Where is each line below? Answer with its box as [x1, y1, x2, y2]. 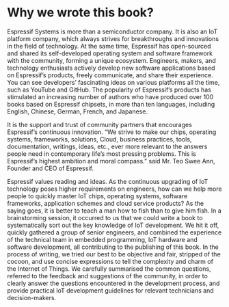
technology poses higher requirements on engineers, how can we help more [7, 185, 222, 193]
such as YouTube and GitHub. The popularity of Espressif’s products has [7, 85, 212, 94]
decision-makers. [7, 293, 57, 302]
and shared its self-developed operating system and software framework [7, 49, 213, 57]
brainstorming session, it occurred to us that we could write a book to [7, 213, 203, 222]
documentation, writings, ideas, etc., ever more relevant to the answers [7, 142, 208, 150]
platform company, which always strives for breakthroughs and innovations [7, 34, 219, 42]
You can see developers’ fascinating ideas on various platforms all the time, [7, 78, 220, 86]
